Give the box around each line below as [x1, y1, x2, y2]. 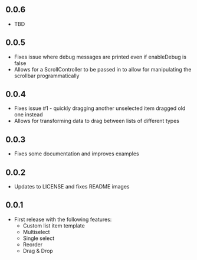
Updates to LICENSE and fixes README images [14, 183, 130, 190]
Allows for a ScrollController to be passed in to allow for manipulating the [14, 66, 192, 73]
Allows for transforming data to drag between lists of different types [14, 118, 179, 125]
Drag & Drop [22, 247, 54, 254]
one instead [14, 111, 43, 118]
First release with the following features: [14, 216, 112, 223]
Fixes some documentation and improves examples [14, 150, 139, 157]
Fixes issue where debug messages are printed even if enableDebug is [14, 53, 187, 60]
